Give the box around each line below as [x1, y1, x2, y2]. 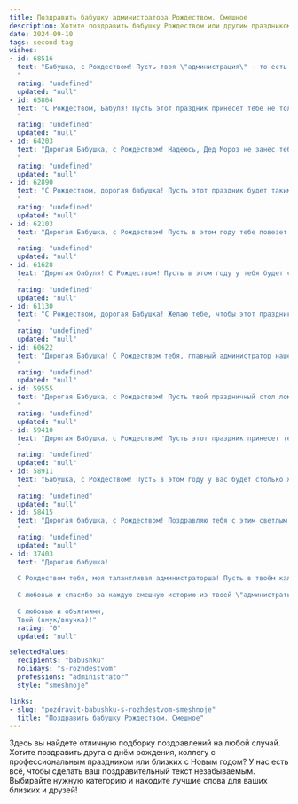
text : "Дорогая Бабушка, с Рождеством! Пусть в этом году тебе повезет [17, 227, 288, 236]
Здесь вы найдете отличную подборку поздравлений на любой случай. [9, 737, 281, 748]
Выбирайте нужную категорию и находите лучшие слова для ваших [9, 776, 268, 786]
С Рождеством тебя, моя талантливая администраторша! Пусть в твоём [17, 574, 276, 583]
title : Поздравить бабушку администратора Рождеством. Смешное [9, 12, 248, 22]
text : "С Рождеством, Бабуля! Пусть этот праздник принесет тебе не [17, 104, 276, 113]
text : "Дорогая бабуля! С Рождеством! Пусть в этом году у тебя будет [17, 269, 284, 278]
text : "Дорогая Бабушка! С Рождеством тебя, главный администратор [17, 351, 272, 360]
